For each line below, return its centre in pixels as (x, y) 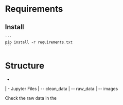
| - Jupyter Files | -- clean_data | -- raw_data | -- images (61, 88)
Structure (25, 66)
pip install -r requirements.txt (39, 42)
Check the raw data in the (31, 98)
